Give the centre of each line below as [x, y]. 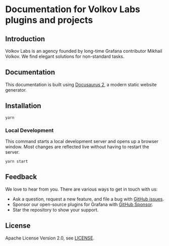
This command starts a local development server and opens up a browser [82, 141]
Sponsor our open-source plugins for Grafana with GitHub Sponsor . [83, 204]
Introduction [25, 39]
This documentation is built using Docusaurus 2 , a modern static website [81, 84]
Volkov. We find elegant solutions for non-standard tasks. [65, 56]
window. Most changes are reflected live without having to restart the [77, 147]
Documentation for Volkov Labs [73, 9]
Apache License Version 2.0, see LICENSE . [50, 238]
